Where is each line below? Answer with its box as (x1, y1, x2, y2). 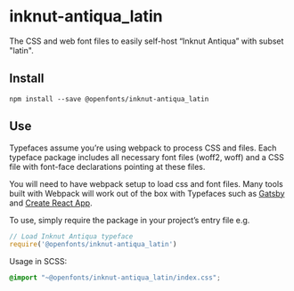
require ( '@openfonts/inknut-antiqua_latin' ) (9, 240, 177, 249)
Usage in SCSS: (9, 256, 68, 267)
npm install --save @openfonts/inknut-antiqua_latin (9, 94, 209, 103)
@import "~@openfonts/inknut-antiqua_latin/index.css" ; (9, 273, 221, 282)
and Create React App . (9, 198, 93, 208)
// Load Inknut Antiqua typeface (9, 231, 134, 241)
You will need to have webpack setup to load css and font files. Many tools (9, 178, 283, 189)
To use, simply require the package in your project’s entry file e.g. (9, 214, 250, 225)
